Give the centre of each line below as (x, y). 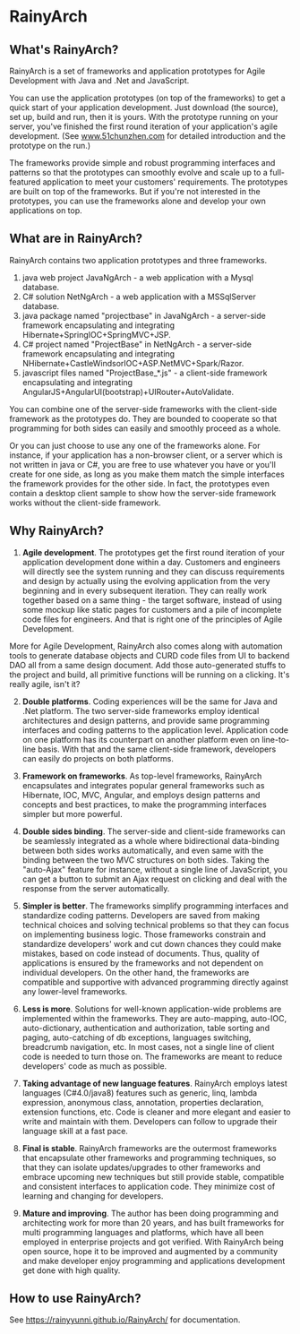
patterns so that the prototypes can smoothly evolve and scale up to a (139, 172)
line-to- (275, 739)
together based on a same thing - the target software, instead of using (152, 600)
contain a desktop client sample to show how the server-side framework (143, 493)
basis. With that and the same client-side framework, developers (157, 749)
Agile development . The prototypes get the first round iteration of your (153, 552)
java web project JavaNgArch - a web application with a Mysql (137, 277)
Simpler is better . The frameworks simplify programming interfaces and (155, 906)
